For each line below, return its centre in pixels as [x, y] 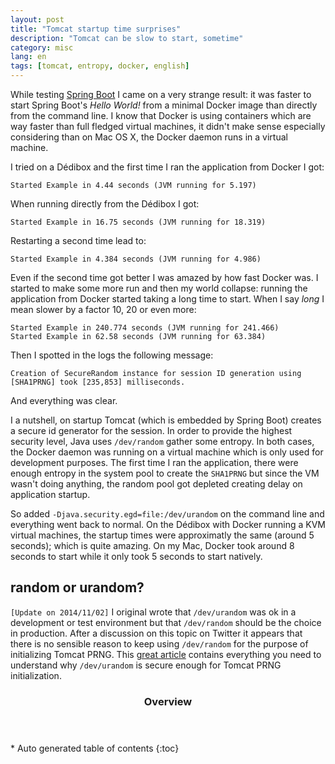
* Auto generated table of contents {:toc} [95, 748]
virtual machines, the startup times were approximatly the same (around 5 [162, 535]
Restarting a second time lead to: [78, 240]
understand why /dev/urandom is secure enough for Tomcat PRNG [146, 665]
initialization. [36, 675]
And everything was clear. [64, 400]
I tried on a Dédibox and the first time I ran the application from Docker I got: [167, 167]
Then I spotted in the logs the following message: [112, 355]
